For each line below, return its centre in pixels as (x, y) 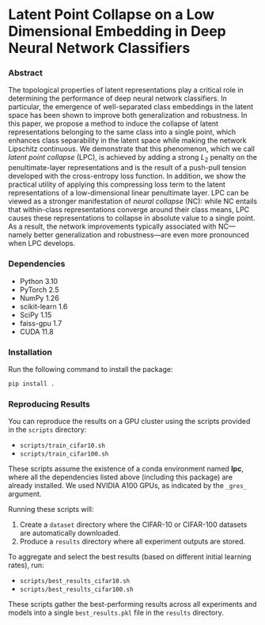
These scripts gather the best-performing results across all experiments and (132, 604)
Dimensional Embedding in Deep (117, 31)
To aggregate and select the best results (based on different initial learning (130, 557)
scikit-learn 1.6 (44, 306)
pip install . (32, 384)
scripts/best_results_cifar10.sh (75, 581)
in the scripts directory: (47, 430)
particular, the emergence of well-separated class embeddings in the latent (131, 107)
